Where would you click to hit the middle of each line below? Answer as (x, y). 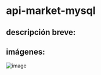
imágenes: (26, 51)
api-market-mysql (51, 11)
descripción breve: (41, 32)
